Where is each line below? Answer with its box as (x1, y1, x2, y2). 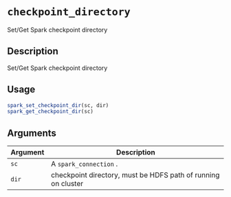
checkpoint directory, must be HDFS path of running (51, 170, 220, 180)
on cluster (51, 179, 84, 189)
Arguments (7, 127, 57, 139)
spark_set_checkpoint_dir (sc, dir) (7, 102, 109, 108)
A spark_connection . (51, 159, 118, 169)
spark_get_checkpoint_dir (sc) (7, 108, 94, 115)
